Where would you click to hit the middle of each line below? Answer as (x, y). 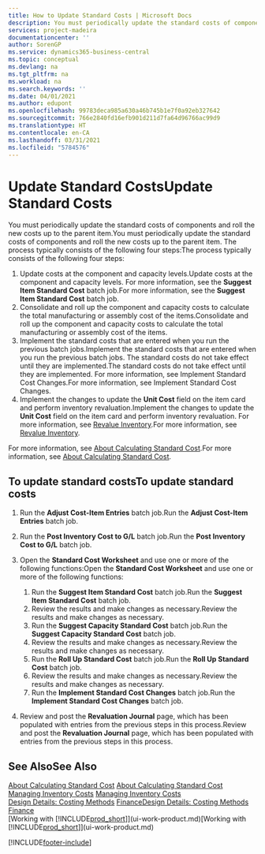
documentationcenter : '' (49, 37)
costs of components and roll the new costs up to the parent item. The (122, 242)
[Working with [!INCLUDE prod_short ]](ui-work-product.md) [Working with (127, 819)
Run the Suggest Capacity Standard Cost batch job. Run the (129, 626)
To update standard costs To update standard (121, 481)
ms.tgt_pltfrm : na (38, 74)
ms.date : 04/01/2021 (42, 96)
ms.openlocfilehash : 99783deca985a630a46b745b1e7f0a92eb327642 (114, 111)
